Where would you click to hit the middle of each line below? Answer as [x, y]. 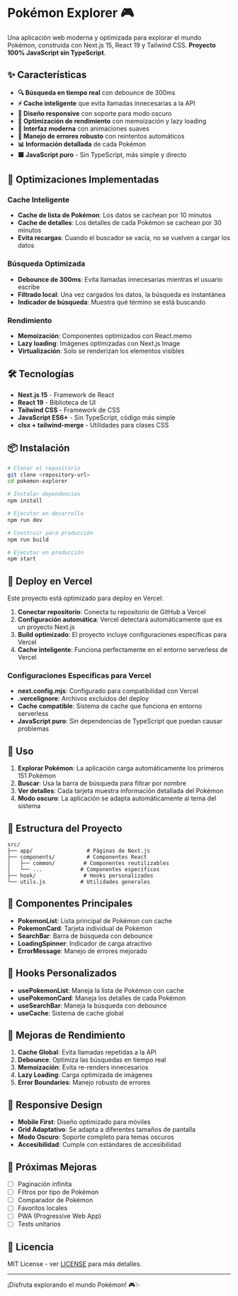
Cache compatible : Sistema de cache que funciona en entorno [110, 706]
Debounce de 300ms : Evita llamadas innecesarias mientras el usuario [120, 279]
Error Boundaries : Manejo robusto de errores [84, 1082]
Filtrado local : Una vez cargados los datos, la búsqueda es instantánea [121, 294]
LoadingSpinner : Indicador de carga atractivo [85, 943]
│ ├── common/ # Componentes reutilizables [89, 864]
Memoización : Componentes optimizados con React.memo [105, 336]
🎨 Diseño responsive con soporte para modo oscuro [95, 113]
